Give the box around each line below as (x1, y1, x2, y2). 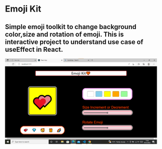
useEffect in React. (5, 45, 64, 54)
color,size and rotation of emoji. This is (5, 30, 124, 38)
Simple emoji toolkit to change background (5, 23, 136, 31)
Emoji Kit (5, 3, 41, 15)
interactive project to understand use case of (5, 38, 144, 46)
